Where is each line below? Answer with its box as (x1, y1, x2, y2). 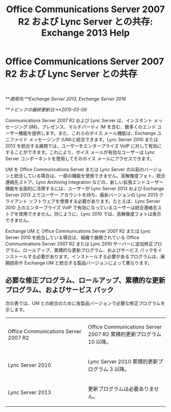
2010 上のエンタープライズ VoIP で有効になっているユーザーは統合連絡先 (5, 204, 158, 211)
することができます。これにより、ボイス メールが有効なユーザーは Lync (5, 149, 155, 155)
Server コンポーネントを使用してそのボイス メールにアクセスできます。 (5, 155, 155, 161)
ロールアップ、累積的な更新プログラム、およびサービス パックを (22, 247, 158, 253)
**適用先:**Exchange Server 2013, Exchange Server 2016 (5, 96, 126, 102)
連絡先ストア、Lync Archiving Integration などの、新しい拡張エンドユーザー (5, 179, 164, 185)
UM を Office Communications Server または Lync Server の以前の (5, 166, 145, 172)
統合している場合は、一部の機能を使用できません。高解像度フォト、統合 (14, 172, 165, 179)
